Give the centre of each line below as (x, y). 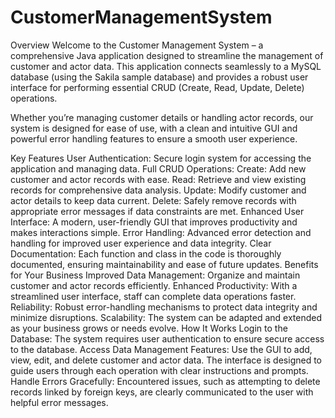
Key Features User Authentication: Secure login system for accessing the (161, 158)
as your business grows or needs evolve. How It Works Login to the (149, 328)
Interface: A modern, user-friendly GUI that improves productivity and (154, 222)
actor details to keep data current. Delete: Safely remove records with (153, 200)
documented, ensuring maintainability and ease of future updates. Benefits (164, 264)
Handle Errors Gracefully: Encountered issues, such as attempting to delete (165, 381)
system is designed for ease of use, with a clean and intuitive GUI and (154, 128)
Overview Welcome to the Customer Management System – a (137, 45)
